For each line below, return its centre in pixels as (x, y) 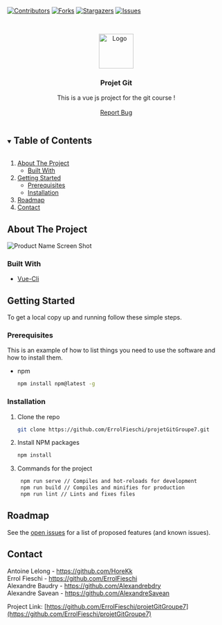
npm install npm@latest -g (56, 384)
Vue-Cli (28, 279)
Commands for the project (55, 468)
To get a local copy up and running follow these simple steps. (94, 317)
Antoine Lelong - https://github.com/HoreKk (70, 571)
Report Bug (116, 113)
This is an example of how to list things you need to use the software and (111, 351)
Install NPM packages (48, 443)
